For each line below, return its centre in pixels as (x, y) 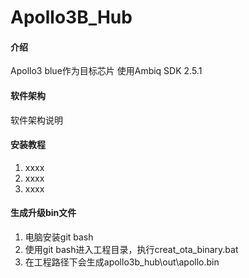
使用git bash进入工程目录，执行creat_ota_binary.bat (131, 249)
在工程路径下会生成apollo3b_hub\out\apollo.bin (122, 262)
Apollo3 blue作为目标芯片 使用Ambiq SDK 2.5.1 (106, 71)
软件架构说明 (36, 120)
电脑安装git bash (59, 237)
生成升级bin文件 (43, 213)
